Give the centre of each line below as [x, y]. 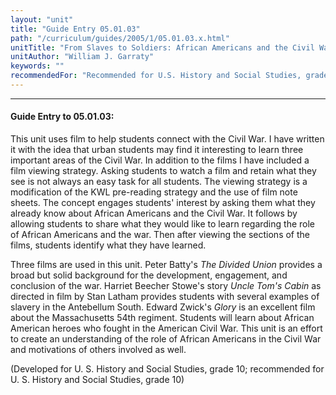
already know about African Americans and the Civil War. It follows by [154, 213]
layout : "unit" [42, 19]
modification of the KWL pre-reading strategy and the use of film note [154, 192]
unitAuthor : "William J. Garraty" [82, 57]
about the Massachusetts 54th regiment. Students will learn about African [162, 318]
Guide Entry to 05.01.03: [62, 117]
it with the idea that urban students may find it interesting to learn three [157, 150]
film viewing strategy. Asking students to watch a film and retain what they [163, 171]
